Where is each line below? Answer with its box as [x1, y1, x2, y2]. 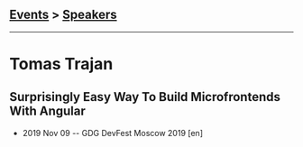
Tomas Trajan [9, 54, 114, 74]
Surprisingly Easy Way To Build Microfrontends [9, 89, 281, 105]
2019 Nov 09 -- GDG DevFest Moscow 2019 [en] [22, 127, 204, 138]
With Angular [9, 104, 86, 119]
